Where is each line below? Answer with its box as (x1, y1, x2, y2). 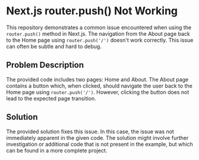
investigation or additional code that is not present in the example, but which (6, 140, 193, 148)
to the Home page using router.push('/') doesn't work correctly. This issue (6, 36, 194, 43)
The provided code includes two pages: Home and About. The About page (6, 76, 189, 83)
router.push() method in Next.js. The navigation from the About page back (6, 30, 190, 37)
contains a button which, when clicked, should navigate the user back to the (6, 82, 193, 89)
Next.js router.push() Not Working (6, 4, 178, 18)
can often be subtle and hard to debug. (6, 43, 102, 50)
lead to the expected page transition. (6, 95, 96, 102)
